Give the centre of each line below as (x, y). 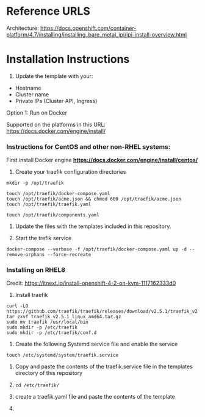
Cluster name (32, 94)
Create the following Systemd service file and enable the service (96, 344)
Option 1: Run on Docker (37, 112)
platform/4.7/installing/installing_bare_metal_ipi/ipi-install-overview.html (97, 34)
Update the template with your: (54, 76)
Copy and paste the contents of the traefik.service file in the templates (104, 366)
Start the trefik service (43, 238)
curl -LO (17, 306)
